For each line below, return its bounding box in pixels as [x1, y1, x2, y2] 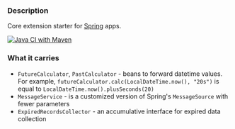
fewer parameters [17, 99, 70, 108]
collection [17, 114, 47, 123]
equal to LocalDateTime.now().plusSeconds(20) [17, 84, 154, 93]
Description [7, 6, 49, 16]
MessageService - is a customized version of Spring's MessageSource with [17, 91, 229, 101]
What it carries [7, 53, 59, 63]
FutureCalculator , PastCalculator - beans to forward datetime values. [17, 69, 223, 78]
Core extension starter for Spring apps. [7, 22, 122, 30]
